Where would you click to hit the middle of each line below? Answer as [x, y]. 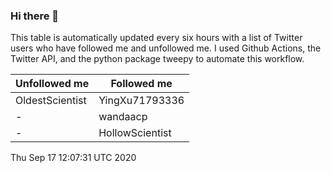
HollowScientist [135, 133]
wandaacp [123, 117]
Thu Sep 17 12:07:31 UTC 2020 [73, 158]
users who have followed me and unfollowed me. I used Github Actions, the [166, 48]
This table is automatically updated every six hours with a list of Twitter [156, 38]
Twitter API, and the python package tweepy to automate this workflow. [157, 59]
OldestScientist [51, 101]
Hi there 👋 [35, 16]
